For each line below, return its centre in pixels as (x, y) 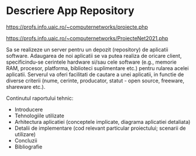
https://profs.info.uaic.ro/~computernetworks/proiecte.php (77, 27)
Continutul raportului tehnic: (40, 98)
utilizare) (25, 134)
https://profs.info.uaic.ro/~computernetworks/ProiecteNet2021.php (87, 38)
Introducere (29, 109)
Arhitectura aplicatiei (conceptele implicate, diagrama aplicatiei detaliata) (102, 122)
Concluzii (26, 140)
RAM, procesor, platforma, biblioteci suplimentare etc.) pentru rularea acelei (97, 68)
